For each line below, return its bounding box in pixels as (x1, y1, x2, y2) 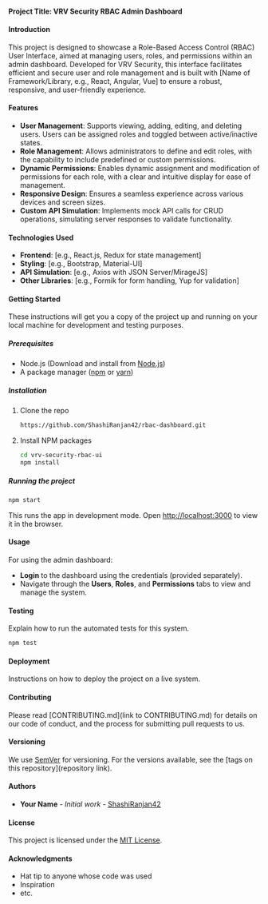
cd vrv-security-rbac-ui (19, 452, 103, 460)
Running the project (8, 476, 76, 485)
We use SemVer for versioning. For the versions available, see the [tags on (8, 755, 253, 764)
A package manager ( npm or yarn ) (19, 368, 134, 377)
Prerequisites (8, 339, 54, 348)
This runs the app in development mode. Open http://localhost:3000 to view (8, 510, 258, 520)
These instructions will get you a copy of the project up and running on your (8, 312, 258, 321)
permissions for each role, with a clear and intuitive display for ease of (19, 172, 251, 181)
